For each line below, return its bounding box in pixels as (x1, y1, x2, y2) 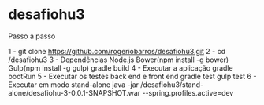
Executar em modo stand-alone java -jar (8, 80, 139, 89)
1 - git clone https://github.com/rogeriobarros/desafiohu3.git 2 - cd (8, 46, 226, 56)
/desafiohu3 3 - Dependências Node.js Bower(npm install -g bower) (8, 55, 229, 64)
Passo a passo (8, 31, 56, 41)
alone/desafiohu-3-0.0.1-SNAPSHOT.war (8, 88, 141, 97)
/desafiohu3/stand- (140, 80, 204, 89)
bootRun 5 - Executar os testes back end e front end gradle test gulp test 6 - (8, 71, 257, 81)
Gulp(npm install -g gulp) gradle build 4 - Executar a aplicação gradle (8, 63, 234, 72)
